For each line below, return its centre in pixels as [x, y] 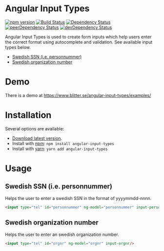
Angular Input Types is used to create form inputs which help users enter [78, 37]
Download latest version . [37, 138]
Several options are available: [35, 128]
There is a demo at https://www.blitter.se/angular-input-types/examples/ [78, 95]
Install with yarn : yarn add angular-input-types [60, 149]
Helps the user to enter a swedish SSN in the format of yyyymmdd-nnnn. [78, 198]
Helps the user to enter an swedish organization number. [62, 234]
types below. [18, 47]
